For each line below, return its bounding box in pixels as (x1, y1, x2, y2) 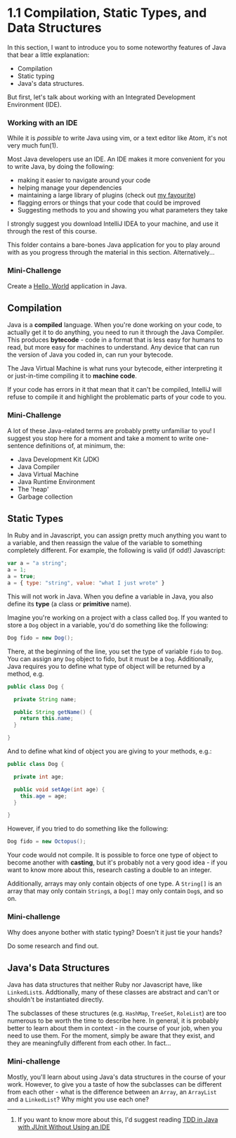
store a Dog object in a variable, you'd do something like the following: (7, 620, 209, 629)
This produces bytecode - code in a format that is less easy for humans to (7, 335, 223, 344)
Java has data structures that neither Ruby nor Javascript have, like (7, 980, 202, 989)
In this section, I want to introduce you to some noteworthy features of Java (7, 43, 226, 51)
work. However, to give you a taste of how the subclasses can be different (7, 1080, 222, 1088)
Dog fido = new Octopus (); (7, 838, 86, 845)
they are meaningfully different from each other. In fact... (7, 1039, 171, 1047)
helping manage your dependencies (17, 184, 122, 192)
